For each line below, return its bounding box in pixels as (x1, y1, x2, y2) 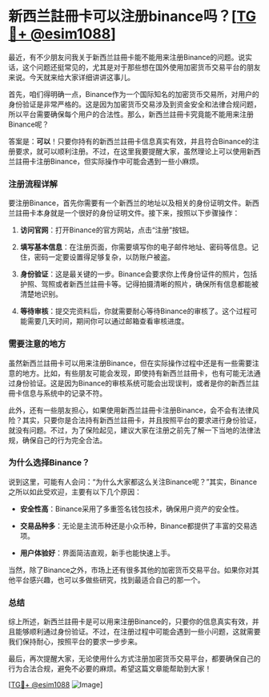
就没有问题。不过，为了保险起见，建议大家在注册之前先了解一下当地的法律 (8, 425, 254, 435)
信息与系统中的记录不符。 (22, 388, 106, 397)
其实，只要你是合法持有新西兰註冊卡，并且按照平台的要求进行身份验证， (22, 415, 261, 425)
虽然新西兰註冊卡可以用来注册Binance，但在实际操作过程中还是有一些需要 (8, 358, 253, 368)
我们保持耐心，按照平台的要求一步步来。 (8, 637, 142, 647)
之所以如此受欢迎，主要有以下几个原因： (8, 486, 142, 497)
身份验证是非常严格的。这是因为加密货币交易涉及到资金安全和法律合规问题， (8, 99, 261, 109)
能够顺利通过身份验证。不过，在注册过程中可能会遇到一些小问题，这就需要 (14, 626, 261, 637)
